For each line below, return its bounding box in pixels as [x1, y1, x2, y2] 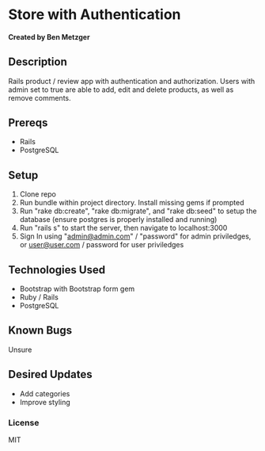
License [8, 417, 40, 428]
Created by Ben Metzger [8, 32, 90, 41]
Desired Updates [8, 368, 93, 381]
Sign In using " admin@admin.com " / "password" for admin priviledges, [19, 231, 252, 241]
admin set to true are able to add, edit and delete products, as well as [8, 85, 234, 94]
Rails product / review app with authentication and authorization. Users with [8, 76, 256, 86]
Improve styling [19, 397, 71, 407]
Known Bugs [8, 323, 73, 338]
